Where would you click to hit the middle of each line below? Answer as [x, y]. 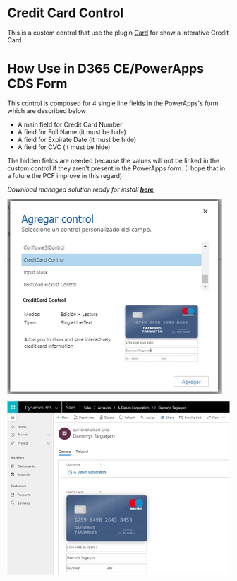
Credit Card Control [66, 13]
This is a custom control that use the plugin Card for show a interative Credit [118, 33]
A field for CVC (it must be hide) [64, 147]
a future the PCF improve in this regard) [65, 175]
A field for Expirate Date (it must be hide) [77, 139]
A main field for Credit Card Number [70, 124]
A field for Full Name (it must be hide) [72, 131]
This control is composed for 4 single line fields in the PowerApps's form [113, 103]
